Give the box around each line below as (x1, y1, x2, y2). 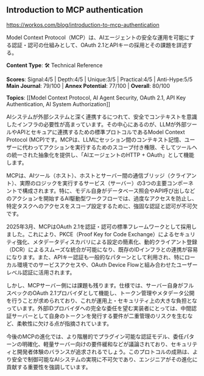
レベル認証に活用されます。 (6, 269, 76, 276)
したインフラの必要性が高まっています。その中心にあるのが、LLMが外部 (6, 120, 187, 128)
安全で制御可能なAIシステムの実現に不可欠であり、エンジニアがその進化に (11, 355, 198, 363)
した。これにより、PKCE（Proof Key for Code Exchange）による (11, 230, 175, 237)
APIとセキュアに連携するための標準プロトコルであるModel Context (16, 128, 185, 136)
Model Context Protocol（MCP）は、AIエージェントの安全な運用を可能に (6, 34, 190, 41)
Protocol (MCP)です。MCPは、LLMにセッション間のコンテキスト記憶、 (6, 136, 185, 143)
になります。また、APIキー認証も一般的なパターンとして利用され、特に (6, 253, 185, 261)
